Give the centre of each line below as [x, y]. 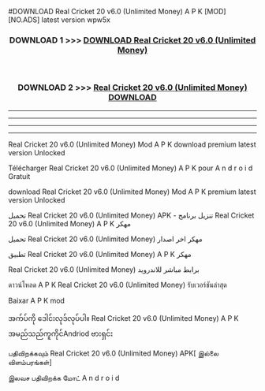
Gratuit [19, 176]
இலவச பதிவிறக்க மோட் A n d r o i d [64, 378]
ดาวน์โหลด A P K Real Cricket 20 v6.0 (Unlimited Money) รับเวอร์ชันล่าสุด [118, 285]
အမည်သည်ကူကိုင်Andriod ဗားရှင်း [61, 333]
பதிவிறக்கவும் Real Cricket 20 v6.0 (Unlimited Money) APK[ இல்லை [114, 353]
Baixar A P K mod [37, 300]
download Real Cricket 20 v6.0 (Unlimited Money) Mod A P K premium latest [132, 192]
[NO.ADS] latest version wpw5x [59, 20]
